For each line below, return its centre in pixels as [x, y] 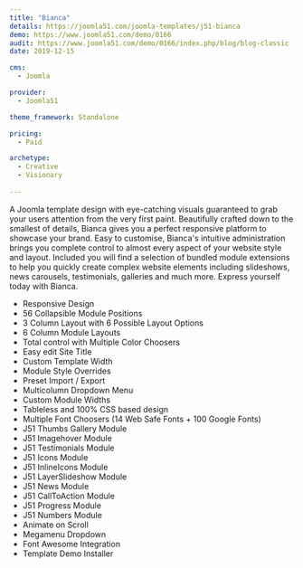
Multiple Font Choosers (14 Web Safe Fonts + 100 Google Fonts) [142, 419]
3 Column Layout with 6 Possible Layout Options [113, 323]
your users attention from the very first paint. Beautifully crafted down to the [151, 219]
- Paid [30, 142]
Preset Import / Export [64, 380]
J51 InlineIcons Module [65, 467]
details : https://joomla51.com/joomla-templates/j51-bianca [125, 26]
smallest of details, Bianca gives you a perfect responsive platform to [138, 228]
